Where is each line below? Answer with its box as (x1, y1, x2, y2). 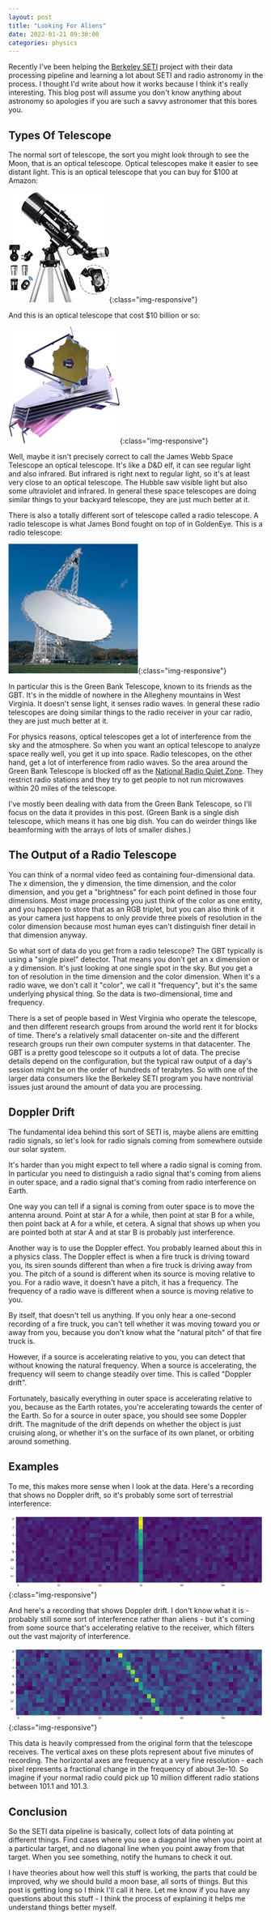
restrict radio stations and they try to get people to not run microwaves (8, 774, 244, 785)
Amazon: (8, 176, 39, 186)
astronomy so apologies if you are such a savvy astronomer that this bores (8, 96, 257, 106)
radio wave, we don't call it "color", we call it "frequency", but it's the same (8, 980, 257, 990)
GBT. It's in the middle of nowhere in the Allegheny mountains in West (8, 690, 241, 700)
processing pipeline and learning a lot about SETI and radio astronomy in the (8, 70, 264, 80)
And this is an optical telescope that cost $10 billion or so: (8, 310, 201, 320)
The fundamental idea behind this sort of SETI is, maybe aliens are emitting (8, 1127, 259, 1137)
